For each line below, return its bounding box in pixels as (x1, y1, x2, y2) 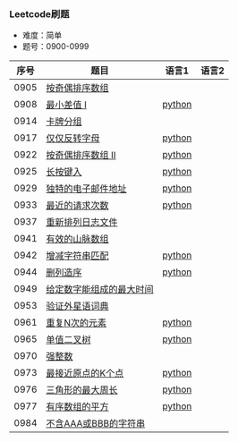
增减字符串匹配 (46, 250, 109, 262)
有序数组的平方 (46, 401, 109, 413)
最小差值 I (46, 98, 88, 111)
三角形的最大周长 (46, 384, 118, 396)
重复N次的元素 (46, 317, 107, 329)
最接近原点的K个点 (46, 367, 124, 379)
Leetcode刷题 (9, 7, 70, 20)
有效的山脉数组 (46, 233, 109, 245)
